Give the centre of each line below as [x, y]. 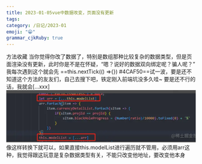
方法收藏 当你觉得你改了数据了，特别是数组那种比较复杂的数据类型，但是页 [99, 56]
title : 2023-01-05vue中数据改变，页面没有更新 [60, 13]
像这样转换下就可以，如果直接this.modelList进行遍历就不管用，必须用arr [96, 148]
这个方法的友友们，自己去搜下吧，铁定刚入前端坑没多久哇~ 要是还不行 [103, 79]
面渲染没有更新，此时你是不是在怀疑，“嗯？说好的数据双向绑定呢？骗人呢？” [101, 64]
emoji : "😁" [21, 32]
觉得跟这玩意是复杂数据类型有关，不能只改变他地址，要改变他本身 [103, 155]
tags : [13, 19]
